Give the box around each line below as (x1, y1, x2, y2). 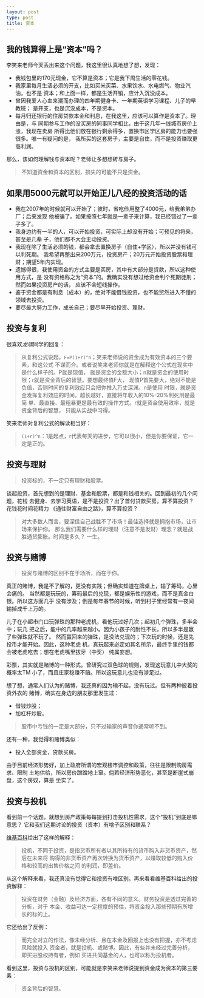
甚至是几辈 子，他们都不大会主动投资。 (15, 236, 113, 243)
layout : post (6, 8, 39, 15)
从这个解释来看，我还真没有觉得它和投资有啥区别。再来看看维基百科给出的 (6, 875, 192, 882)
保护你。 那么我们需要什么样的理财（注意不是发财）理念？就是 (32, 525, 188, 532)
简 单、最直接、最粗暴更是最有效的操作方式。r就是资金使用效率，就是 (21, 399, 195, 406)
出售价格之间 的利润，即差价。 (47, 862, 124, 869)
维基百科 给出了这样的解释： (6, 834, 76, 841)
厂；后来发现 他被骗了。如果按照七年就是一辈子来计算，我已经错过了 (15, 213, 187, 220)
